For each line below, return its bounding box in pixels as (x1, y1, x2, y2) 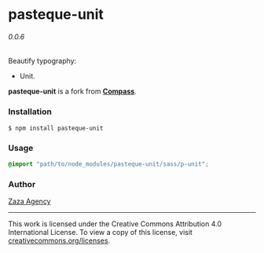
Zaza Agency (8, 196, 51, 206)
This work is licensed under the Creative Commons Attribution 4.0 (8, 219, 222, 229)
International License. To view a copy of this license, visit (8, 228, 192, 237)
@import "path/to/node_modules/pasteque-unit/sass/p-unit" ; (8, 159, 210, 168)
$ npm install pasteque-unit (8, 124, 104, 132)
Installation (8, 106, 53, 117)
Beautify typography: (8, 57, 77, 66)
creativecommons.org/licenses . (8, 236, 111, 245)
